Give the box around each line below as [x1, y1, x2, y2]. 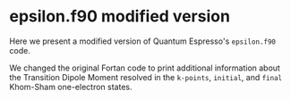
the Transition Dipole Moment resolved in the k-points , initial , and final [9, 71, 283, 82]
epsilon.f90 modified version [9, 6, 231, 27]
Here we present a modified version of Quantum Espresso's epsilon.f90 [9, 36, 276, 46]
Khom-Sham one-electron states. [9, 81, 133, 92]
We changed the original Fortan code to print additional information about [9, 62, 280, 73]
